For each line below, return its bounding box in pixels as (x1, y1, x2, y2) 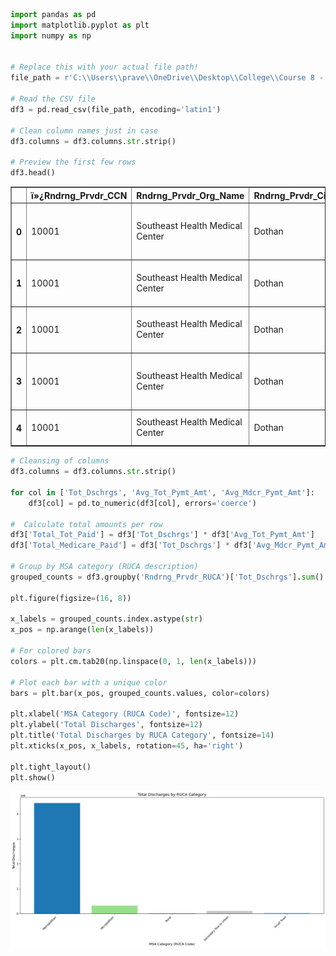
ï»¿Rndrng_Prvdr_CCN (31, 189, 128, 201)
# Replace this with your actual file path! (10, 62, 199, 73)
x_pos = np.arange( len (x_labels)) (10, 625, 155, 635)
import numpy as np (10, 30, 92, 41)
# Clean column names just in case (10, 125, 159, 136)
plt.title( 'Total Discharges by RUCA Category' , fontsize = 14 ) (10, 730, 275, 740)
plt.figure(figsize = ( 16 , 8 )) (10, 593, 132, 603)
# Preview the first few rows (10, 157, 137, 168)
